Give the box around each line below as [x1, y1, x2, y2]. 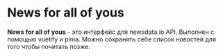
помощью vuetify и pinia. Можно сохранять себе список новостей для [7, 35, 217, 43]
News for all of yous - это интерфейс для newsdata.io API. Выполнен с [7, 28, 215, 36]
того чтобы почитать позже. [7, 42, 90, 50]
